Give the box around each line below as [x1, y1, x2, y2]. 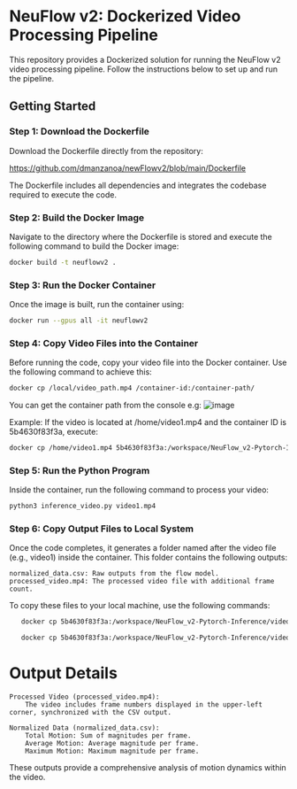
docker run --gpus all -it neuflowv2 [9, 316, 148, 325]
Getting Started [9, 99, 96, 114]
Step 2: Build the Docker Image [9, 211, 144, 223]
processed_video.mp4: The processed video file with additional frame [9, 577, 275, 586]
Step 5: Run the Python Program [9, 464, 150, 476]
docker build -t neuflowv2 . [9, 258, 117, 267]
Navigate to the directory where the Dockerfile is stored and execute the [9, 231, 272, 242]
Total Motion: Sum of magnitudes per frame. [25, 731, 192, 740]
